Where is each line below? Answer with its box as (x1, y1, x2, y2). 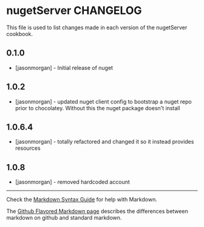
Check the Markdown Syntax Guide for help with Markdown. (6, 196, 158, 203)
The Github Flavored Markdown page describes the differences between (6, 208, 188, 215)
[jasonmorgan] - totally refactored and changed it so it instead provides (15, 138, 194, 145)
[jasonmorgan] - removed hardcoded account (15, 178, 131, 186)
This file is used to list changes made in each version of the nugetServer (6, 24, 188, 31)
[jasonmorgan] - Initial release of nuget (15, 64, 114, 71)
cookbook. (6, 30, 33, 37)
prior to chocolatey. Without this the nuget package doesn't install (15, 104, 180, 111)
